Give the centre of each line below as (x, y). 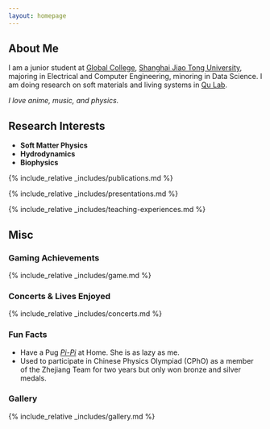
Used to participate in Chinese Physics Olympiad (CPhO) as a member (137, 360)
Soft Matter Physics (54, 145)
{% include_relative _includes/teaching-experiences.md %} (107, 210)
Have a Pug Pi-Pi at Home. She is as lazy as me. (100, 352)
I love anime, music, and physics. (64, 101)
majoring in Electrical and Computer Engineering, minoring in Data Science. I (135, 77)
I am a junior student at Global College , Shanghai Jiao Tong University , (125, 68)
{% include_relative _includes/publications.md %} (91, 178)
